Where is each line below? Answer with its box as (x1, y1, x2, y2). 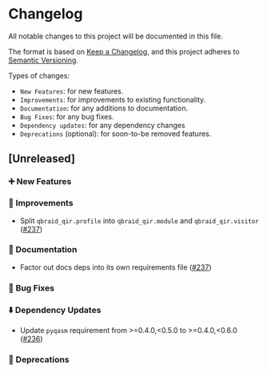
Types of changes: (8, 70, 70, 80)
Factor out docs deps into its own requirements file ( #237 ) (19, 262, 212, 272)
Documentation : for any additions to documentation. (19, 103, 189, 113)
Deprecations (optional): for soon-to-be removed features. (19, 129, 212, 138)
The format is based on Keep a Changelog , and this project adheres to (8, 46, 240, 56)
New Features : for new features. (19, 86, 124, 96)
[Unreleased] (8, 152, 76, 166)
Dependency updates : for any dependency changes (19, 120, 185, 130)
